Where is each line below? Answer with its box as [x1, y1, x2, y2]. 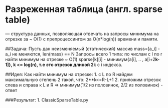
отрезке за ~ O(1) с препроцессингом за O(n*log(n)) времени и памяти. [5, 36, 159, 42]
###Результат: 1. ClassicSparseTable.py [5, 96, 89, 103]
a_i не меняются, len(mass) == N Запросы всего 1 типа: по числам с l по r [5, 51, 162, 57]
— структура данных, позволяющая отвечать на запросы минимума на [5, 30, 159, 36]
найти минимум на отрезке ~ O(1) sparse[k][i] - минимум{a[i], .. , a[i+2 [5, 56, 155, 62]
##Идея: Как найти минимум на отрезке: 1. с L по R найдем [5, 71, 133, 77]
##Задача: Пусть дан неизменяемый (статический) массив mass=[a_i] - [5, 45, 160, 51]
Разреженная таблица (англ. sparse [5, 3, 163, 15]
